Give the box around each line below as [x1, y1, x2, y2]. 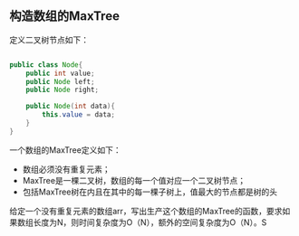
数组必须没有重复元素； [22, 164, 111, 175]
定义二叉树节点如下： [9, 34, 89, 45]
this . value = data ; [42, 110, 116, 119]
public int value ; [25, 69, 95, 78]
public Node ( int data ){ [25, 102, 116, 111]
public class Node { [9, 60, 83, 70]
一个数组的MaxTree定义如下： [9, 144, 121, 156]
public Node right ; [25, 85, 100, 95]
